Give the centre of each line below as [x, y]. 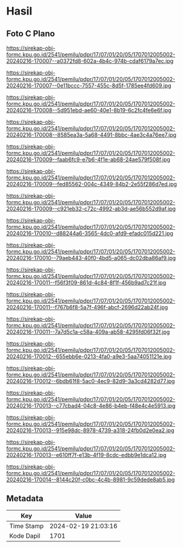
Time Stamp [27, 526]
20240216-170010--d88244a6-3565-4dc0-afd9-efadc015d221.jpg [90, 233]
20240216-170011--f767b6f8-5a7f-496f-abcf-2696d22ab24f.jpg [87, 307]
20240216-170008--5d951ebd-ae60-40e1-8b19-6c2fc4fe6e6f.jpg [89, 110]
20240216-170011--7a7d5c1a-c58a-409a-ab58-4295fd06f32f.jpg [88, 332]
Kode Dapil [25, 536]
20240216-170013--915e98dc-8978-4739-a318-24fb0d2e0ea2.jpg [90, 430]
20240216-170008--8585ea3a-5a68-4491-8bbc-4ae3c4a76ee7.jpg [91, 135]
